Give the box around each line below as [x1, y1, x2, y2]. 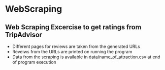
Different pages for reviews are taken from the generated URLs [12, 44, 140, 49]
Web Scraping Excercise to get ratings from [5, 23, 142, 31]
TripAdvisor [5, 30, 42, 39]
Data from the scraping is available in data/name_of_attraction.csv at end [12, 54, 161, 60]
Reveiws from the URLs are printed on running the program [12, 49, 132, 54]
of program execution [12, 59, 57, 65]
